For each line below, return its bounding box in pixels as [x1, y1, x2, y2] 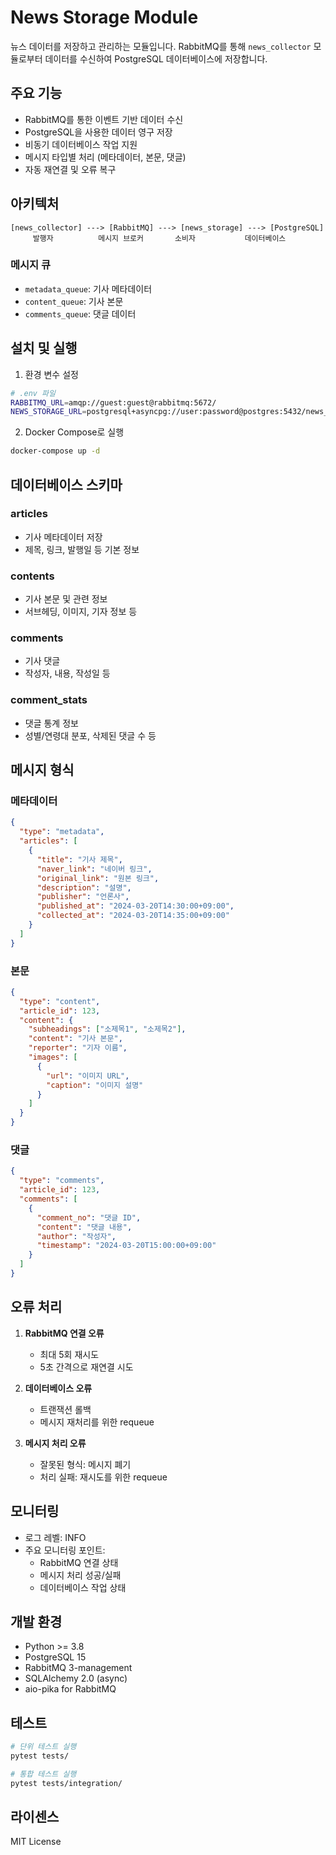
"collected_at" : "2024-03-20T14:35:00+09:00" [36, 911, 230, 921]
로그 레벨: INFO [24, 1531, 87, 1543]
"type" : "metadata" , [19, 827, 105, 837]
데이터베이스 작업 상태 [39, 1581, 127, 1593]
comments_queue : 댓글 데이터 [24, 307, 137, 320]
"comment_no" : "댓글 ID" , [36, 1212, 142, 1223]
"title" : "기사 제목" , [36, 854, 123, 865]
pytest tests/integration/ [10, 1778, 123, 1788]
